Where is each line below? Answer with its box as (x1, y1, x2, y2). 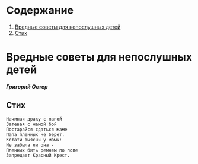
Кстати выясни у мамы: (6, 137, 62, 143)
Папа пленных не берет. (6, 131, 65, 137)
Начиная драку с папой (6, 116, 62, 122)
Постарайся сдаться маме (6, 126, 68, 133)
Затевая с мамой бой (6, 121, 58, 127)
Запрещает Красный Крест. (6, 152, 70, 158)
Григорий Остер (6, 83, 48, 90)
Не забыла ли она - (6, 142, 55, 148)
